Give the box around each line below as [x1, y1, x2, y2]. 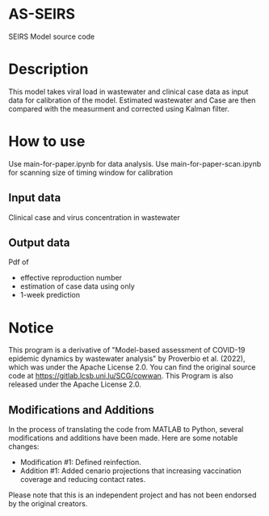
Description [8, 60, 89, 78]
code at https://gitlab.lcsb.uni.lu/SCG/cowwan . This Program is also [8, 371, 233, 381]
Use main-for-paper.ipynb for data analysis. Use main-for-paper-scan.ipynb [8, 159, 262, 168]
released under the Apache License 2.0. [8, 379, 141, 389]
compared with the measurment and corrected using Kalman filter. [8, 104, 230, 113]
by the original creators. [8, 499, 88, 509]
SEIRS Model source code [8, 32, 95, 41]
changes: [8, 442, 40, 451]
